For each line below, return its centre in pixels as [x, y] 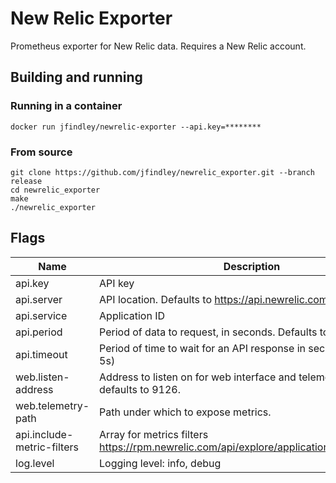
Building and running [76, 77]
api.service [41, 315]
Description [252, 266]
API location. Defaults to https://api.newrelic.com [213, 299]
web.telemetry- [52, 405]
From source [41, 152]
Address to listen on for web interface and [198, 377]
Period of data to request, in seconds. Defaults [208, 332]
